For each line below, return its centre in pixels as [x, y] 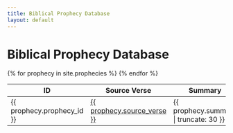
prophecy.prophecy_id [47, 111]
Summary [205, 91]
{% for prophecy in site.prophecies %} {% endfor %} [83, 73]
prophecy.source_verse [128, 111]
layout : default [31, 20]
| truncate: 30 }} [199, 120]
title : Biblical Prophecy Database [59, 14]
